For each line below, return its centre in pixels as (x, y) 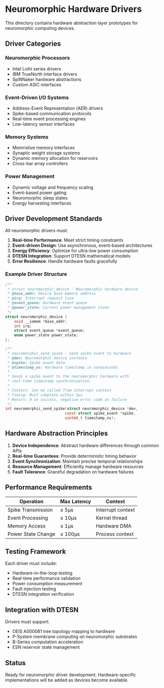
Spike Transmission (30, 510)
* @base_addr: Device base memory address (52, 294)
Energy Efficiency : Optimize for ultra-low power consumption (75, 251)
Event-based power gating (39, 193)
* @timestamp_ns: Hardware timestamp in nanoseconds (63, 367)
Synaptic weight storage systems (46, 153)
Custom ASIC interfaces (37, 84)
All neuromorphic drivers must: (37, 231)
